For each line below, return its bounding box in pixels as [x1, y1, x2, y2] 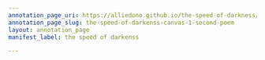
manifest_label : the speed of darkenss [8, 33, 140, 41]
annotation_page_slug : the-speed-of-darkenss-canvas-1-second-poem [8, 19, 235, 26]
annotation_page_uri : [8, 11, 80, 19]
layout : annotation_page [8, 26, 90, 34]
